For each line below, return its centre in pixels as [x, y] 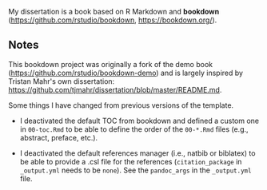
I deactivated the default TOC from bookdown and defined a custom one [139, 121]
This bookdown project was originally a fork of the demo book [111, 64]
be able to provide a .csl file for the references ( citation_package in [131, 161]
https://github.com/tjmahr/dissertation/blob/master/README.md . [115, 89]
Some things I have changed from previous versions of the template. [121, 105]
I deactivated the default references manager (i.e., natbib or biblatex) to [137, 153]
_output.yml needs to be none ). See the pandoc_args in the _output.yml [135, 170]
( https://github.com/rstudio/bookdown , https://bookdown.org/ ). [113, 20]
